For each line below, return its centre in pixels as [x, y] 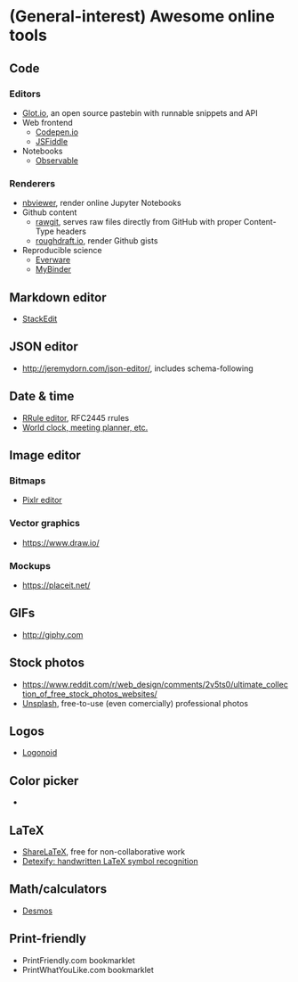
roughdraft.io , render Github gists [97, 241]
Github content [49, 212]
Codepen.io [56, 132]
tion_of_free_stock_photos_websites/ [89, 694]
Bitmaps [28, 481]
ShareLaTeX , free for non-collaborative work [103, 851]
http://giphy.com [52, 634]
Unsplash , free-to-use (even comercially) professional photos [135, 703]
